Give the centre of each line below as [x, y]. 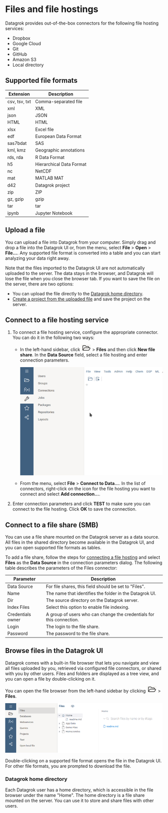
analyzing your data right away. [37, 258]
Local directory [28, 65]
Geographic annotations [60, 150]
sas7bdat [17, 143]
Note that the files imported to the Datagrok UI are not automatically [75, 268]
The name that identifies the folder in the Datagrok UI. [101, 593]
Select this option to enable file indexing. [87, 607]
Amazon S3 [24, 59]
